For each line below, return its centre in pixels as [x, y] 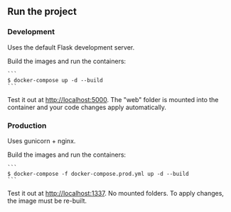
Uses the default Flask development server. [71, 47]
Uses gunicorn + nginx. [42, 140]
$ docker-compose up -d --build [55, 80]
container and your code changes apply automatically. [87, 107]
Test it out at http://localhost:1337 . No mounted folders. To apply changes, [116, 193]
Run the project [42, 12]
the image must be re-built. [47, 201]
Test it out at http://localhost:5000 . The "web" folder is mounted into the [113, 99]
